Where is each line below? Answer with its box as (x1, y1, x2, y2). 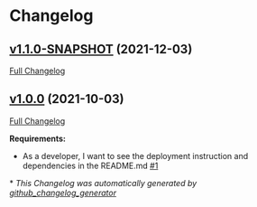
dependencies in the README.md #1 (22, 160, 159, 171)
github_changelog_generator (9, 187, 117, 198)
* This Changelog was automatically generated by (9, 177, 197, 188)
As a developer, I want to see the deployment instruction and (22, 150, 249, 161)
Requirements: (9, 133, 66, 144)
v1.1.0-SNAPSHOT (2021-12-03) (9, 42, 193, 57)
